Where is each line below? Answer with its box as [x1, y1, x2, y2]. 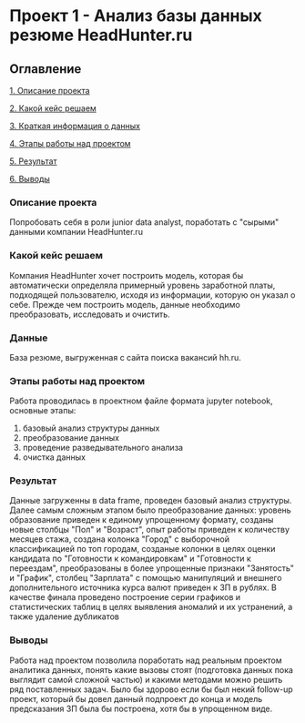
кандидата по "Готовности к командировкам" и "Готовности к [9, 553, 252, 565]
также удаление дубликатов [9, 611, 120, 622]
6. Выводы [9, 174, 50, 184]
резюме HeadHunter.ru [9, 25, 193, 46]
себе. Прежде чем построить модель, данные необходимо [9, 299, 241, 310]
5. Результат [9, 156, 57, 167]
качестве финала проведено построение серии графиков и [9, 592, 241, 603]
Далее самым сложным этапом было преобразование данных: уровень [9, 504, 291, 515]
